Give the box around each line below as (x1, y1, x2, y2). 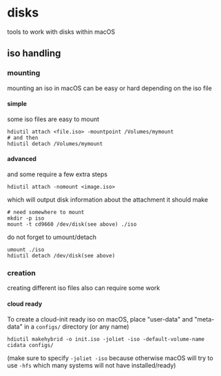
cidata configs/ (7, 342, 54, 348)
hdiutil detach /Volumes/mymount (7, 140, 103, 147)
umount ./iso (7, 247, 45, 253)
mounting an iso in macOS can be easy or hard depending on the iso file (7, 84, 212, 92)
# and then (7, 134, 39, 141)
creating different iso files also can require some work (7, 284, 160, 292)
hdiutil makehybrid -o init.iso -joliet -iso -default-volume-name (7, 335, 205, 342)
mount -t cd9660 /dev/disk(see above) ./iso (7, 221, 137, 228)
